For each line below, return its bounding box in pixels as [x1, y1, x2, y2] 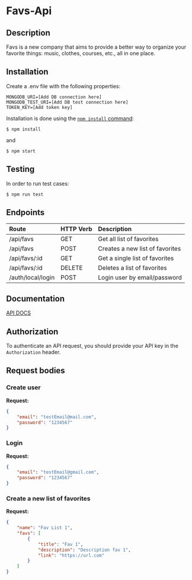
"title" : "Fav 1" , [37, 541, 84, 547]
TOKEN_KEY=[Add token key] [6, 104, 73, 110]
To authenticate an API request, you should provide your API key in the [6, 342, 179, 350]
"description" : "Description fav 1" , [37, 547, 132, 553]
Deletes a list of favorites [98, 264, 167, 272]
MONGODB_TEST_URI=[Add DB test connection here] [6, 99, 129, 105]
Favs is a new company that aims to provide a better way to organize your [6, 43, 187, 50]
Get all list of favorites [98, 235, 159, 243]
